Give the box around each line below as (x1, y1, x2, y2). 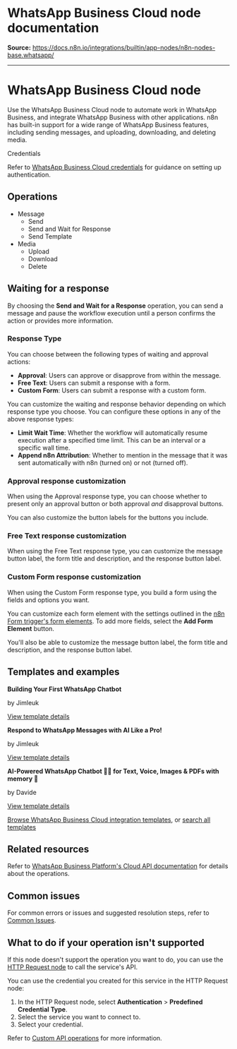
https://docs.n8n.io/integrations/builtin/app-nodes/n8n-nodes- (32, 43, 216, 52)
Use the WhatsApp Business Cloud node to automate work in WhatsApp (7, 105, 217, 114)
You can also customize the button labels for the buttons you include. (7, 513, 209, 522)
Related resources (7, 843, 90, 855)
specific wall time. (17, 443, 71, 452)
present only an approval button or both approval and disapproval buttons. (7, 500, 224, 508)
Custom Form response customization (7, 572, 142, 582)
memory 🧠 (7, 774, 39, 783)
